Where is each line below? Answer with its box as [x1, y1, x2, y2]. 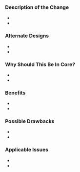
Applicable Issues [5, 146, 49, 153]
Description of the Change [5, 4, 69, 11]
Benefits [5, 89, 26, 96]
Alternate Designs [5, 32, 49, 39]
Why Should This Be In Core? [5, 61, 76, 67]
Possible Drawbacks [5, 118, 55, 125]
